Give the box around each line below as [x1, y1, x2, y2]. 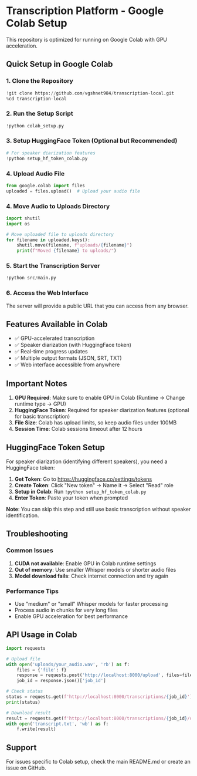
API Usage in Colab [6, 630, 77, 640]
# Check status [6, 689, 43, 694]
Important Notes [6, 379, 67, 389]
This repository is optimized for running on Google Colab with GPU [6, 36, 168, 43]
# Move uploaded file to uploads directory [6, 231, 114, 237]
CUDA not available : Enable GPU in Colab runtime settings [14, 559, 157, 567]
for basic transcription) [14, 413, 70, 420]
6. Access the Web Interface [6, 289, 89, 297]
